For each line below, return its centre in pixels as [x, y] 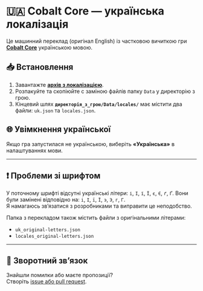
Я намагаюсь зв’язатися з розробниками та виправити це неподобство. [99, 206]
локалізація [37, 24]
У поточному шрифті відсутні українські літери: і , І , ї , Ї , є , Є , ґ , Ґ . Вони [97, 193]
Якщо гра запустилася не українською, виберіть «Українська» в [91, 144]
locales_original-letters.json [54, 237]
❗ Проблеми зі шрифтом [53, 175]
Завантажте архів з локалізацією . [59, 85]
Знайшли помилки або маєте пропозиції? [60, 275]
